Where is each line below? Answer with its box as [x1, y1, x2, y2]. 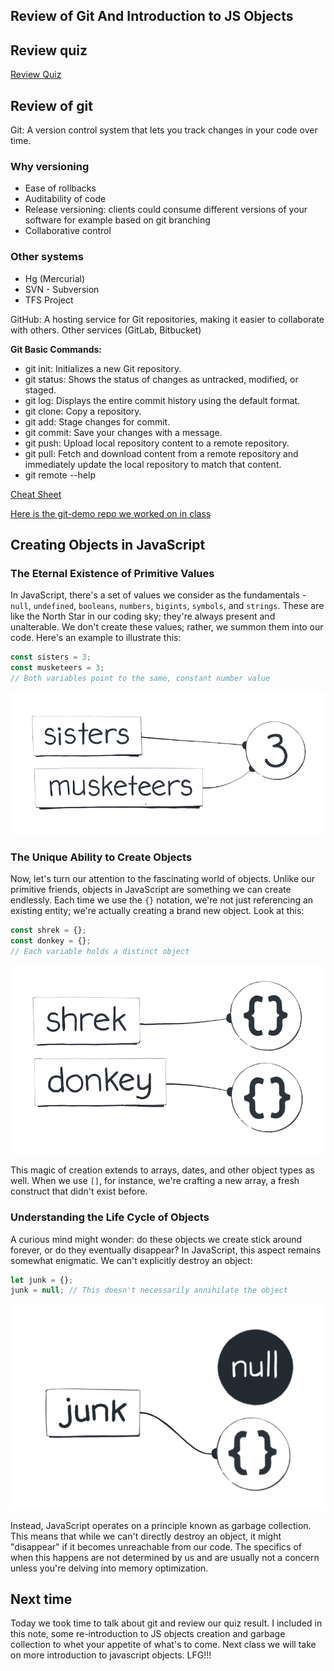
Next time [10, 1590, 73, 1608]
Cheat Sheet [10, 488, 62, 500]
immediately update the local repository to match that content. [24, 458, 282, 470]
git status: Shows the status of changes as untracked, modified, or [24, 373, 299, 385]
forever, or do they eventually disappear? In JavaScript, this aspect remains [10, 1244, 322, 1256]
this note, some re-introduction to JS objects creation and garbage [10, 1628, 286, 1640]
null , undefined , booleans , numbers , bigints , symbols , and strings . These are [10, 600, 325, 612]
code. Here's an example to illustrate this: [10, 632, 182, 644]
